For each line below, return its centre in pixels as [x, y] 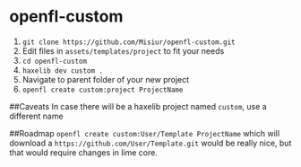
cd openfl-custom [55, 61]
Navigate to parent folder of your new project [106, 79]
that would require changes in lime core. [84, 152]
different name [37, 116]
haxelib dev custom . [62, 70]
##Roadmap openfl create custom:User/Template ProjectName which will [145, 133]
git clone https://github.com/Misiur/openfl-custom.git [129, 42]
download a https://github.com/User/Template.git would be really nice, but [150, 143]
